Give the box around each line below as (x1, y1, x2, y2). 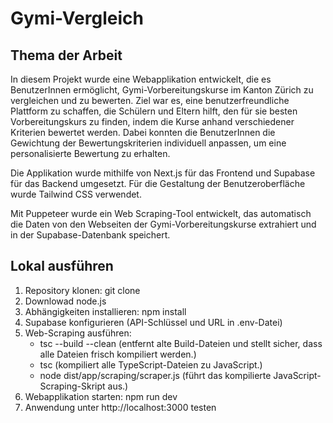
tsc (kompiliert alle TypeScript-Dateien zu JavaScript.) (39, 358, 263, 371)
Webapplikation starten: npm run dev (24, 390, 178, 402)
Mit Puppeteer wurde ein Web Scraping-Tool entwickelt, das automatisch (10, 208, 312, 219)
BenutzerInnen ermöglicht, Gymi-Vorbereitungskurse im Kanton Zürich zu (10, 84, 314, 96)
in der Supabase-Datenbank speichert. (10, 229, 171, 241)
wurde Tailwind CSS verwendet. (10, 188, 142, 200)
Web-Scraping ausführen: (24, 327, 132, 339)
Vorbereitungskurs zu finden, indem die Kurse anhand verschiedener (10, 116, 295, 127)
